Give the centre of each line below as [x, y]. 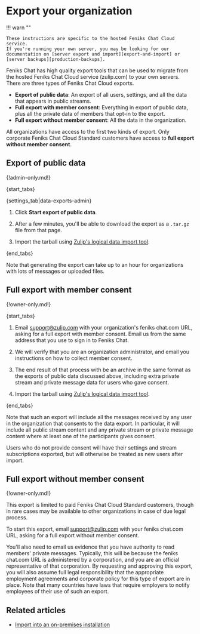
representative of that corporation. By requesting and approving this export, [99, 566]
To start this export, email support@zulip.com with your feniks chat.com [95, 529]
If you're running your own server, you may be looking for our [88, 49]
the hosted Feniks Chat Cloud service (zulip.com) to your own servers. [93, 76]
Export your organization [69, 11]
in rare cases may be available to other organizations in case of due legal [96, 511]
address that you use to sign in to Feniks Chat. [72, 340]
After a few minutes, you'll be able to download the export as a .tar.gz [102, 224]
